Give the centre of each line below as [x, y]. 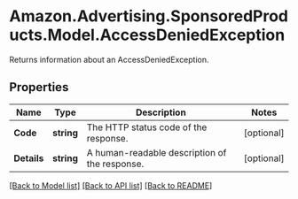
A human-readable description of [157, 152]
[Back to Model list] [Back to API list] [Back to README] [111, 185]
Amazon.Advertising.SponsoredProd [149, 16]
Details [29, 158]
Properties [39, 87]
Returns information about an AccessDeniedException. [110, 59]
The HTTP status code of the [147, 127]
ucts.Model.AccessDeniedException [147, 35]
